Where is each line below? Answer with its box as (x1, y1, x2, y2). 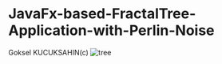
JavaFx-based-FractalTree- (8, 5, 196, 23)
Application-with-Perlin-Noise (8, 21, 215, 40)
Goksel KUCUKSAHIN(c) (8, 47, 89, 57)
